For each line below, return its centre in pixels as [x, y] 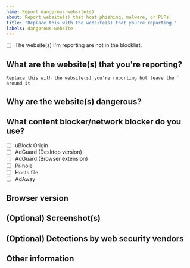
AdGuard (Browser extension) [51, 159]
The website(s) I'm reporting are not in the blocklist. [78, 45]
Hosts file [27, 172]
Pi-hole [24, 166]
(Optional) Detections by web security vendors [95, 239]
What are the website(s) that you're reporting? [94, 64]
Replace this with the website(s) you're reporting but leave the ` [93, 78]
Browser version [37, 198]
